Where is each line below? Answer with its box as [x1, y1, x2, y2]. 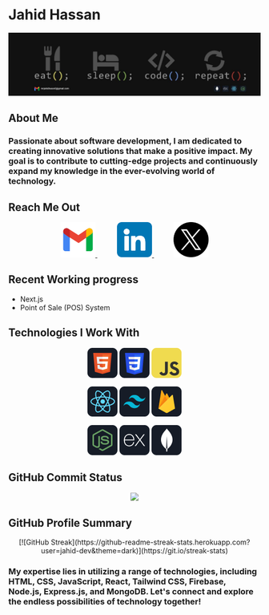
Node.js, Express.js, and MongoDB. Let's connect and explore [8, 586, 254, 597]
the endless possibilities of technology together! [8, 596, 202, 607]
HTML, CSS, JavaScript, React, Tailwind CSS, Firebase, [8, 576, 227, 587]
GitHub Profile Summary [8, 516, 132, 530]
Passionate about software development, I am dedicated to [8, 136, 243, 147]
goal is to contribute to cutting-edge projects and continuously [8, 156, 259, 167]
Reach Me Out [8, 200, 80, 214]
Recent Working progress [8, 273, 139, 286]
